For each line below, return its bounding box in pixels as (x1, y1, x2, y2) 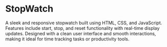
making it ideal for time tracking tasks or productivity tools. (5, 36, 130, 42)
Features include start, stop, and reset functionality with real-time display (5, 25, 160, 31)
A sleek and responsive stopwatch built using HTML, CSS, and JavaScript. (5, 20, 162, 26)
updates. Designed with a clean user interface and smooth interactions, (5, 30, 156, 36)
